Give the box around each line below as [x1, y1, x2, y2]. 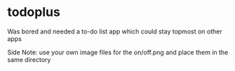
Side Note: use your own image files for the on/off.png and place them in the [7, 48, 229, 56]
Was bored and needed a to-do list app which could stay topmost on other [7, 27, 222, 35]
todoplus [7, 4, 61, 20]
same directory [7, 55, 51, 63]
